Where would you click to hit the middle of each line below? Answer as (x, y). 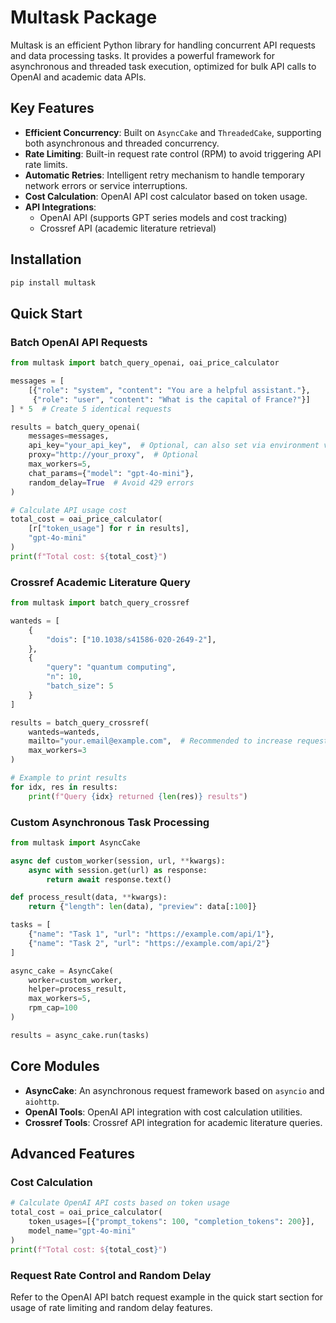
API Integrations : (60, 207)
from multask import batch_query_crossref (100, 603)
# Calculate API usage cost (69, 510)
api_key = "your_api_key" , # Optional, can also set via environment (174, 446)
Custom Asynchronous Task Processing (110, 822)
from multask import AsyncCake (75, 842)
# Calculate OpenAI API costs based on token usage (120, 1203)
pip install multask (53, 282)
